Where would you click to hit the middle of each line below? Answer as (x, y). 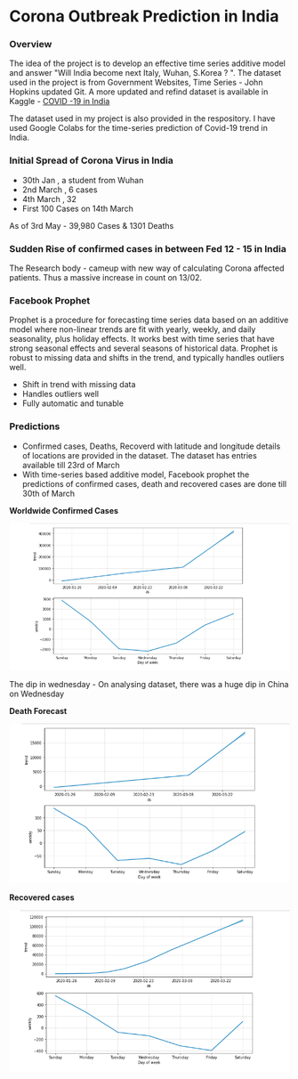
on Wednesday (37, 694)
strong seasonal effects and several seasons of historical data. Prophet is (144, 348)
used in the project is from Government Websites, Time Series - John (136, 83)
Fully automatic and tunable (73, 403)
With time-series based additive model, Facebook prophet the (136, 475)
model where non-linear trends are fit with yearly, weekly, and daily (133, 329)
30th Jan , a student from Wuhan (83, 180)
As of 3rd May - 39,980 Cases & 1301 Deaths (92, 225)
